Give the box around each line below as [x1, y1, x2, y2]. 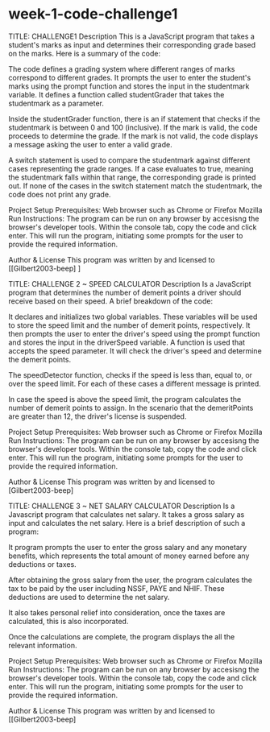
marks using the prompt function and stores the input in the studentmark [8, 81, 250, 91]
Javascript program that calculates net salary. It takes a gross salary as [8, 509, 245, 519]
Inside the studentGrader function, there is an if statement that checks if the [8, 114, 260, 123]
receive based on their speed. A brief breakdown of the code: [8, 296, 214, 306]
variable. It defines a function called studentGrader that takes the [8, 89, 225, 99]
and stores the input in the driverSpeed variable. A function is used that [8, 337, 246, 347]
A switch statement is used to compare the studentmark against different [8, 155, 251, 165]
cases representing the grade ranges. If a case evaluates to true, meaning [8, 163, 254, 173]
